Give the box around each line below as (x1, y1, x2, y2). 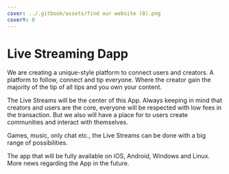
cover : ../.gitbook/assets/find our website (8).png (7, 10, 161, 17)
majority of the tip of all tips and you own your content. (7, 83, 162, 91)
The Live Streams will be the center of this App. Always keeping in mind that (7, 97, 223, 105)
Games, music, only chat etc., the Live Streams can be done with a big (7, 132, 206, 140)
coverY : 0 (7, 16, 36, 23)
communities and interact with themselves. (7, 118, 128, 127)
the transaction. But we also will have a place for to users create (7, 111, 189, 119)
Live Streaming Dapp (7, 46, 129, 62)
